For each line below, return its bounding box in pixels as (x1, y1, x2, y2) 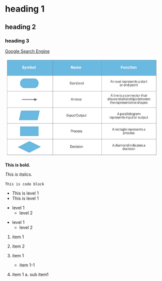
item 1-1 (19, 262, 35, 268)
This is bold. (5, 162, 31, 168)
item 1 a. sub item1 (12, 271, 49, 277)
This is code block (5, 182, 45, 186)
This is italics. (5, 171, 32, 177)
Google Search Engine (5, 48, 50, 54)
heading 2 (5, 23, 36, 31)
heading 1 (5, 3, 45, 15)
